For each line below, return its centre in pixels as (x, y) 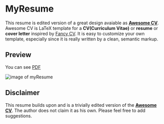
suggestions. (19, 116)
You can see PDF (23, 67)
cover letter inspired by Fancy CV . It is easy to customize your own (75, 33)
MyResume (30, 9)
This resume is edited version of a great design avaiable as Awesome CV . (82, 23)
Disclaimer (22, 93)
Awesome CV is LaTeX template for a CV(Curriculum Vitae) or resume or (81, 28)
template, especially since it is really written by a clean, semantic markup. (82, 39)
